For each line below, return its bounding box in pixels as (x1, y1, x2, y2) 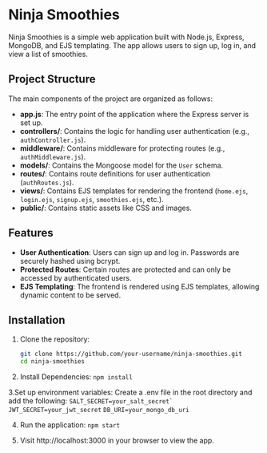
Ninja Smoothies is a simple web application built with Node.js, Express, (8, 32, 245, 42)
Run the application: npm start (19, 420, 121, 430)
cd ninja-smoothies (19, 358, 86, 366)
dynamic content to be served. (19, 290, 122, 300)
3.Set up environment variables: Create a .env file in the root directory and (8, 387, 253, 398)
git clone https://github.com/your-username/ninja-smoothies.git (19, 350, 242, 358)
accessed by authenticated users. (19, 273, 132, 282)
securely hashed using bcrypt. (19, 256, 121, 265)
